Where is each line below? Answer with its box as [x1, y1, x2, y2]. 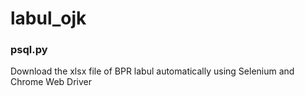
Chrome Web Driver [10, 76, 92, 88]
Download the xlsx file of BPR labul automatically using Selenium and [10, 65, 295, 77]
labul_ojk [10, 7, 87, 30]
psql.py [10, 43, 48, 57]
